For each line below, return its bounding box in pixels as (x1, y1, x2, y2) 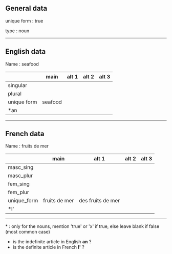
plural (8, 90, 22, 97)
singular (8, 81, 27, 89)
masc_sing (8, 164, 34, 171)
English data (5, 47, 46, 56)
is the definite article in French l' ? (12, 244, 84, 250)
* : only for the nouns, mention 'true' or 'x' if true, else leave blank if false (5, 223, 160, 229)
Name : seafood (5, 61, 39, 67)
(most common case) (5, 229, 50, 235)
